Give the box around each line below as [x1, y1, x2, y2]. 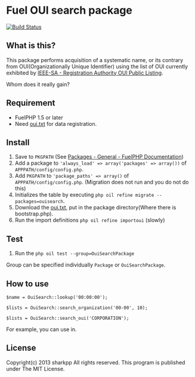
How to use [6, 279, 49, 289]
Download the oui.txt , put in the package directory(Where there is [14, 204, 177, 211]
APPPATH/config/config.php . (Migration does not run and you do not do [14, 178, 189, 186]
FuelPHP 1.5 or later [14, 114, 64, 121]
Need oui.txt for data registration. [14, 120, 97, 127]
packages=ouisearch [14, 199, 64, 205]
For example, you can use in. [6, 326, 77, 333]
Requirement [6, 98, 55, 108]
